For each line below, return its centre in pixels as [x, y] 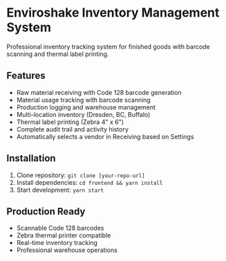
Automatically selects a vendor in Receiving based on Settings [105, 136]
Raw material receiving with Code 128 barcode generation [99, 92]
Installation [31, 158]
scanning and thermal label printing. [58, 54]
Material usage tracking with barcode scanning [84, 100]
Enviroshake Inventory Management [113, 13]
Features [26, 76]
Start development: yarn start [60, 190]
